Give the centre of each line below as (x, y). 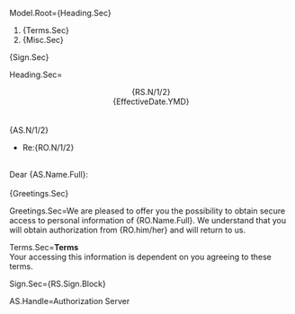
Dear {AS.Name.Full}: (49, 174)
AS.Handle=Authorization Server (70, 301)
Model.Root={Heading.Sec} (60, 13)
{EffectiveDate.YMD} (151, 101)
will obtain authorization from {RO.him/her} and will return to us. (127, 230)
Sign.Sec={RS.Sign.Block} (58, 283)
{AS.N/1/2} (29, 130)
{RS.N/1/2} (151, 92)
